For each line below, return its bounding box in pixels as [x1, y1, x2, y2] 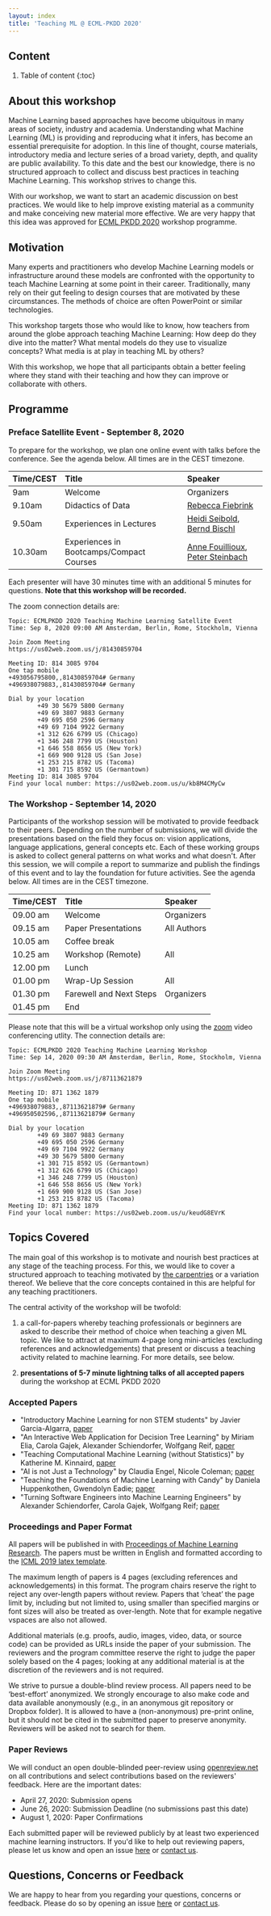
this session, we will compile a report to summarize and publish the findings [8, 859, 261, 869]
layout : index [8, 11, 56, 20]
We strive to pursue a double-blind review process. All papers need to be [8, 1681, 252, 1691]
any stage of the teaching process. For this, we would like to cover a [8, 1261, 236, 1270]
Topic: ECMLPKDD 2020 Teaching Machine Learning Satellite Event [8, 617, 232, 625]
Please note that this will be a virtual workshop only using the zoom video [8, 1021, 252, 1031]
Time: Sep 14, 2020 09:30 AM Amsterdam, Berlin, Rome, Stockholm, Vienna [8, 1053, 262, 1061]
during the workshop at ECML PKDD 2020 [19, 1376, 161, 1386]
